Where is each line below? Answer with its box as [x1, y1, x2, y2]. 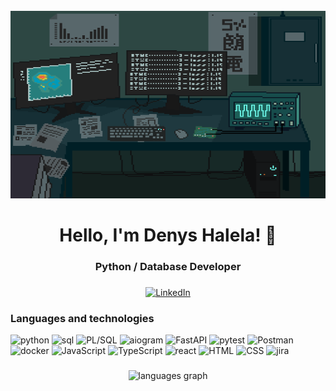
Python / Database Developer [94, 260, 242, 274]
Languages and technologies [10, 311, 155, 325]
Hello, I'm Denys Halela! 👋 [59, 224, 277, 247]
